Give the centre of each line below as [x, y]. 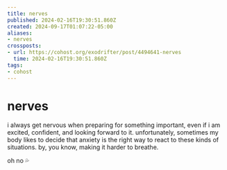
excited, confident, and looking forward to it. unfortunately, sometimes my [113, 133]
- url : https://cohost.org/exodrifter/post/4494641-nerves [94, 53]
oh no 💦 [18, 161]
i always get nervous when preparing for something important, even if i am [114, 125]
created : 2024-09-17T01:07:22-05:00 [60, 26]
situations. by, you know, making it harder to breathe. [83, 147]
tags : [15, 65]
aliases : [20, 33]
